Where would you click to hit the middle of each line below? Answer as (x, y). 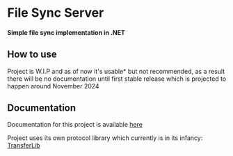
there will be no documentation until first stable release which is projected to (117, 79)
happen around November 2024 (53, 86)
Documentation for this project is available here (75, 125)
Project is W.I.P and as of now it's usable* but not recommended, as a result (116, 71)
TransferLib (24, 146)
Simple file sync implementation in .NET (66, 32)
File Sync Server (56, 13)
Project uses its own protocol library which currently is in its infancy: (105, 138)
